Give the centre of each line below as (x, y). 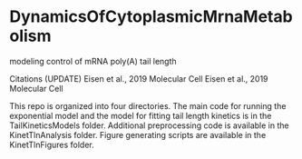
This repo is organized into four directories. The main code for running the (148, 105)
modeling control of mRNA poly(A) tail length (93, 61)
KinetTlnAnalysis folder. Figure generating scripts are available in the (138, 134)
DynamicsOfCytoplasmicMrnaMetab (151, 17)
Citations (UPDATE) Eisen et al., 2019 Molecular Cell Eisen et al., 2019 (139, 78)
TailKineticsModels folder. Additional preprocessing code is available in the (149, 125)
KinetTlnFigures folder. (52, 144)
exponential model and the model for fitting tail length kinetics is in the (141, 115)
